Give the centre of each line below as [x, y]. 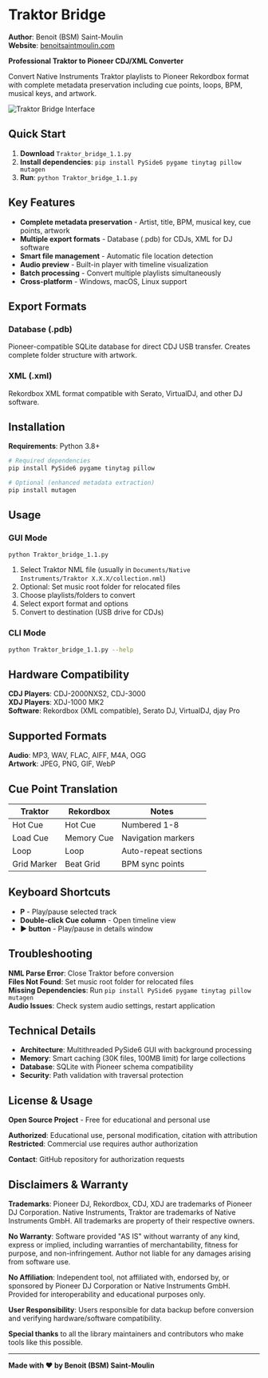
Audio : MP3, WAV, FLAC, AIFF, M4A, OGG [77, 755]
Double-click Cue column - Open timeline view [98, 920]
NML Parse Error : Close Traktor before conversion [91, 973]
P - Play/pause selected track [68, 911]
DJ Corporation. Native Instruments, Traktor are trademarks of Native [122, 1212]
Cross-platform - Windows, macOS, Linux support [103, 281]
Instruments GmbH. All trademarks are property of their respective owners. [132, 1221]
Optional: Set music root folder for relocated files [100, 587]
